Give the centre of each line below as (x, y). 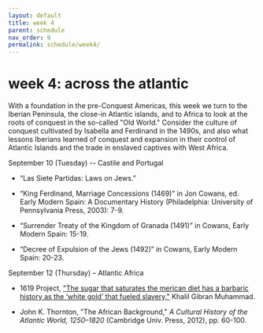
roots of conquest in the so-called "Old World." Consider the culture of (123, 122)
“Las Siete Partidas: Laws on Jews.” (78, 178)
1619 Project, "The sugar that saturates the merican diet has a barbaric (134, 288)
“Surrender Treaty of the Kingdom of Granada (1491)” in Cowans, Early (134, 226)
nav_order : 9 (30, 37)
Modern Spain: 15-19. (54, 234)
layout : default (35, 15)
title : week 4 (31, 23)
